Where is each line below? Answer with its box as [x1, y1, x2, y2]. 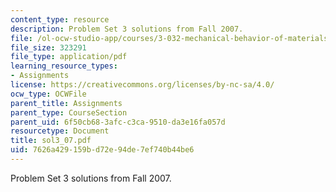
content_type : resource [10, 14, 110, 25]
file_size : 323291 [10, 42, 87, 53]
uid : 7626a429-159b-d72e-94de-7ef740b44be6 [10, 145, 195, 155]
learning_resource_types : [10, 61, 118, 71]
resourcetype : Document [10, 126, 110, 136]
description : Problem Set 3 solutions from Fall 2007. [10, 24, 244, 34]
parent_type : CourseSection [10, 107, 128, 118]
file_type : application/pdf [10, 52, 128, 62]
